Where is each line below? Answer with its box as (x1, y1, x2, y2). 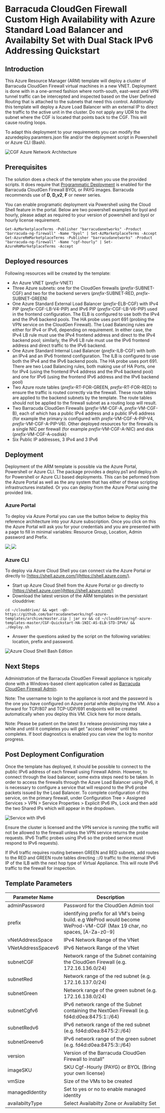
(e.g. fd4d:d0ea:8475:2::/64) (63, 1027, 131, 1034)
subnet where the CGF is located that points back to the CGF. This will (5, 114, 147, 120)
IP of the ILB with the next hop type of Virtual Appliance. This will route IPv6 (5, 860, 159, 866)
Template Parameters (5, 880, 73, 888)
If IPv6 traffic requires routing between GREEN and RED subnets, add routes (5, 849, 159, 856)
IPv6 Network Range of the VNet (63, 944, 139, 951)
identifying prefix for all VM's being (63, 910, 145, 917)
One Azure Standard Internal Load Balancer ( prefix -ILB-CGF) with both (12, 347, 156, 353)
